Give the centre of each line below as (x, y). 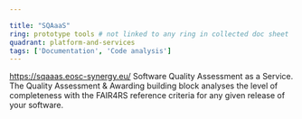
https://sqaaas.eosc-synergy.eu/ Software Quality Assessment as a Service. (151, 77)
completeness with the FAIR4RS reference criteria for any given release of (147, 96)
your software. (37, 105)
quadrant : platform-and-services (72, 42)
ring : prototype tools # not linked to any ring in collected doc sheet (149, 34)
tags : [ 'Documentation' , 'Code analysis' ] (90, 50)
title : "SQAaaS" (40, 25)
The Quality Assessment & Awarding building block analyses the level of (144, 86)
